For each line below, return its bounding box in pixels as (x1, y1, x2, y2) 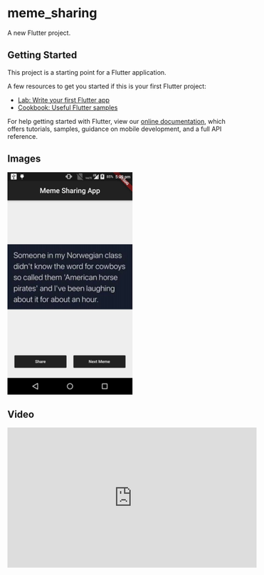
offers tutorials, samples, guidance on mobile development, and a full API (7, 125, 222, 133)
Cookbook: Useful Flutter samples (17, 103, 118, 112)
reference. (7, 132, 38, 140)
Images (7, 153, 41, 165)
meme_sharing (7, 5, 97, 21)
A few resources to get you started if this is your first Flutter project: (7, 82, 206, 90)
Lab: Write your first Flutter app (17, 95, 110, 104)
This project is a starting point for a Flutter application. (7, 68, 167, 76)
